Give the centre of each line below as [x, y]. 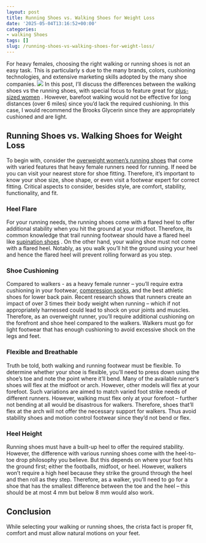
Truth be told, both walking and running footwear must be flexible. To [94, 365]
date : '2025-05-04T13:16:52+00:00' [52, 23]
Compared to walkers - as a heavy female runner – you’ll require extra [94, 284]
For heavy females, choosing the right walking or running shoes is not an [98, 64]
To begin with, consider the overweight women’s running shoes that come [100, 160]
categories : [21, 29]
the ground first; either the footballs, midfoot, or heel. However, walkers [97, 466]
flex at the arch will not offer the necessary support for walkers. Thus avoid [101, 411]
